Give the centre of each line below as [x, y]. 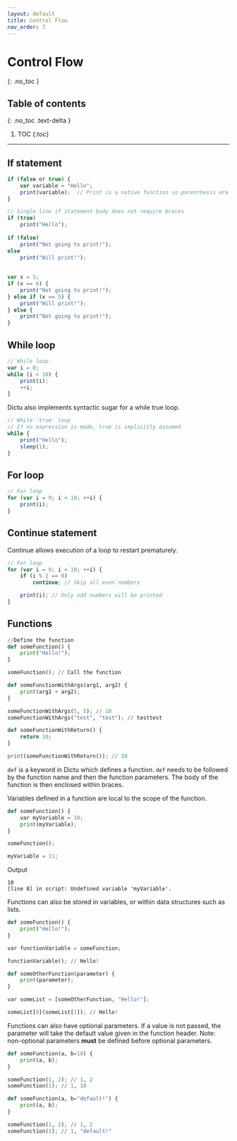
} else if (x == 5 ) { [39, 297]
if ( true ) [22, 218]
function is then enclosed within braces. [66, 784]
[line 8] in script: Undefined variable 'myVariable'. [90, 889]
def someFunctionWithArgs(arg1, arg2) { [68, 685]
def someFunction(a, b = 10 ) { [50, 1054]
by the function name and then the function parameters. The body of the [113, 777]
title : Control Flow [38, 20]
